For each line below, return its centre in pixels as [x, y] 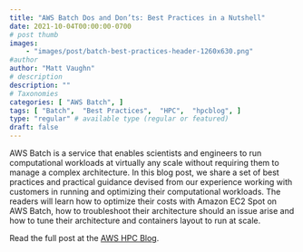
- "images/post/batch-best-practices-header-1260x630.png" [140, 52]
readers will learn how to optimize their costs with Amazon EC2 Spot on [143, 201]
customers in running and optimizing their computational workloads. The [145, 192]
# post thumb [34, 34]
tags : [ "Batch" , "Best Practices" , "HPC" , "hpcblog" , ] [126, 111]
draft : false [34, 128]
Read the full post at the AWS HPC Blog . [84, 238]
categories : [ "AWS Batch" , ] [67, 102]
